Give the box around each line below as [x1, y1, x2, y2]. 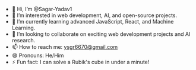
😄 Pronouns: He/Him [11, 52, 64, 59]
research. [11, 37, 36, 44]
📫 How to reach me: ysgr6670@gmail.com [11, 44, 118, 50]
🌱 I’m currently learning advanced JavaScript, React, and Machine [11, 18, 174, 25]
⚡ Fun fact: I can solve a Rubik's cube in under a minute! [11, 59, 150, 65]
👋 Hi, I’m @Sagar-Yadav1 [11, 6, 72, 12]
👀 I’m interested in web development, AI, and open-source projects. [11, 12, 178, 19]
